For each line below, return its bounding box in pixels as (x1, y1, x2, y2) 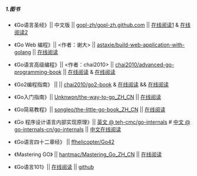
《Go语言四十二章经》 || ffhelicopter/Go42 (14, 138, 115, 145)
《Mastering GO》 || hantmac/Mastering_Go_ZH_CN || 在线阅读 (14, 151, 162, 158)
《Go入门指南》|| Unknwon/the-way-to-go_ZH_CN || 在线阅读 (14, 93, 162, 100)
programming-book (14, 68, 62, 75)
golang (14, 48, 31, 55)
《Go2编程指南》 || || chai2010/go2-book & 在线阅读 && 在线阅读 (14, 81, 169, 88)
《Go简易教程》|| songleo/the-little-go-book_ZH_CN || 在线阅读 (14, 106, 166, 113)
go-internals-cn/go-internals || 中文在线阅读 (14, 125, 122, 132)
